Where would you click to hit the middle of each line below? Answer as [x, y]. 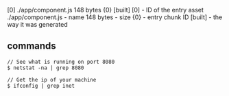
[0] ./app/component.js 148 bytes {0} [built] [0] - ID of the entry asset [106, 10]
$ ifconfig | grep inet [41, 86]
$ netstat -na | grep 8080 [46, 68]
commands [32, 46]
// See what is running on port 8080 [61, 62]
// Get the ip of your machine [52, 80]
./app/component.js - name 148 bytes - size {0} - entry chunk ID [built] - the [115, 17]
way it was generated [37, 24]
